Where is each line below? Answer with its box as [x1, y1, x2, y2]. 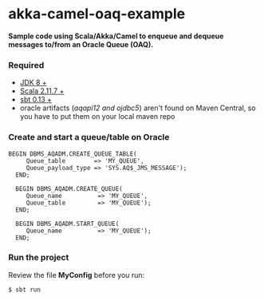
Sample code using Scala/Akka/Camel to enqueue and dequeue [8, 31, 224, 41]
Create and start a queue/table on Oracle [8, 132, 170, 143]
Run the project [8, 252, 69, 263]
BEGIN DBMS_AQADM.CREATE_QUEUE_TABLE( [8, 149, 137, 158]
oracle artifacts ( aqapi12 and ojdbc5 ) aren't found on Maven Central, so [19, 103, 257, 113]
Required [8, 59, 45, 70]
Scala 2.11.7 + [19, 86, 65, 96]
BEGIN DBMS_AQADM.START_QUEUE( [15, 220, 120, 228]
